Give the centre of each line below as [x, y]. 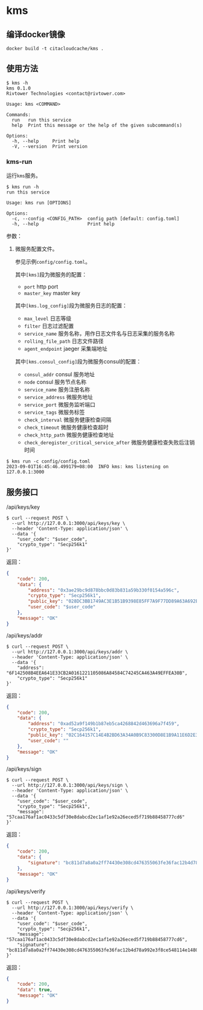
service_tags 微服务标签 [54, 412]
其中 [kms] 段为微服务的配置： [51, 275]
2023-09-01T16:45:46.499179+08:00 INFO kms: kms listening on [88, 467]
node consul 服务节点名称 [55, 382]
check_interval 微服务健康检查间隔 [68, 420]
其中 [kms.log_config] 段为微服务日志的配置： [71, 305]
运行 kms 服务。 [24, 175]
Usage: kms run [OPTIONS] [39, 203]
